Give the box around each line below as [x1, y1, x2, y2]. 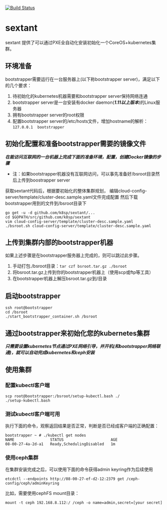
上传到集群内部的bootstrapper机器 [5, 238, 113, 247]
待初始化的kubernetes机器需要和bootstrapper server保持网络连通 [12, 93, 148, 99]
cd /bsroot [5, 310, 28, 315]
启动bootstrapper [5, 291, 61, 300]
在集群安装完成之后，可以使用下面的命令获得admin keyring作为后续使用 [5, 466, 153, 472]
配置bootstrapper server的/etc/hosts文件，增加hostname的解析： [12, 118, 148, 124]
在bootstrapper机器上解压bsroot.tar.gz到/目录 [12, 276, 107, 282]
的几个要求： [5, 82, 32, 88]
